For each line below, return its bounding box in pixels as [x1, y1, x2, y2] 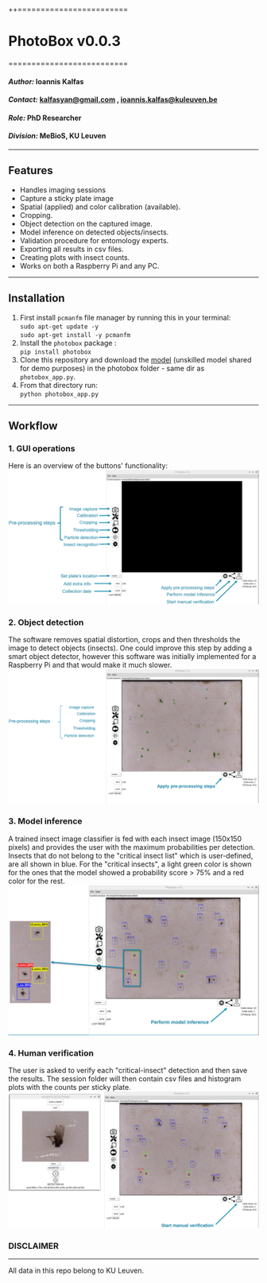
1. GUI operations [8, 443, 75, 454]
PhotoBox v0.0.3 [8, 33, 122, 50]
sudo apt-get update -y [19, 323, 99, 331]
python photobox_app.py [19, 390, 99, 398]
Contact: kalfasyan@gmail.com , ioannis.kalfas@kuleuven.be [8, 95, 218, 104]
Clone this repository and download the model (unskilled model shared [19, 355, 252, 364]
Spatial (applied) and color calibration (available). [19, 202, 181, 211]
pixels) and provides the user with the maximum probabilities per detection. [8, 842, 256, 851]
